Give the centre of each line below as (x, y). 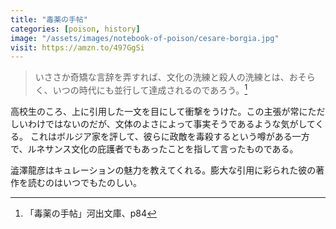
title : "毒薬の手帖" (49, 19)
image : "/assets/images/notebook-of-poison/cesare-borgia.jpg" (145, 38)
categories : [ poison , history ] (75, 29)
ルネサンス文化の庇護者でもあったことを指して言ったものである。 (163, 148)
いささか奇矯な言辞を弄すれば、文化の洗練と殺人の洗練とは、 (162, 77)
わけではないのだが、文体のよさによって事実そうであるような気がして (171, 123)
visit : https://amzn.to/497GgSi (77, 47)
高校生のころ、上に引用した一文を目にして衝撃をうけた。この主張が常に (159, 111)
